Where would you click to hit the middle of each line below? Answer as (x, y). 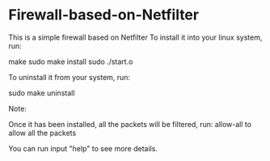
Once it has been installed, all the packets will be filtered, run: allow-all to (130, 124)
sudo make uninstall (42, 93)
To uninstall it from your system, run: (70, 77)
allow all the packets (42, 133)
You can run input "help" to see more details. (83, 148)
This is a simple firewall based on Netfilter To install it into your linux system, (135, 37)
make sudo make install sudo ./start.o (71, 61)
